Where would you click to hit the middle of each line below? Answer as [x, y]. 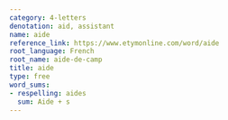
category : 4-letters [48, 18]
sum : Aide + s [44, 102]
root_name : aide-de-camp [56, 60]
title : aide [32, 69]
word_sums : [30, 85]
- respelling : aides [48, 93]
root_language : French [52, 51]
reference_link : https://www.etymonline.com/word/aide [114, 43]
